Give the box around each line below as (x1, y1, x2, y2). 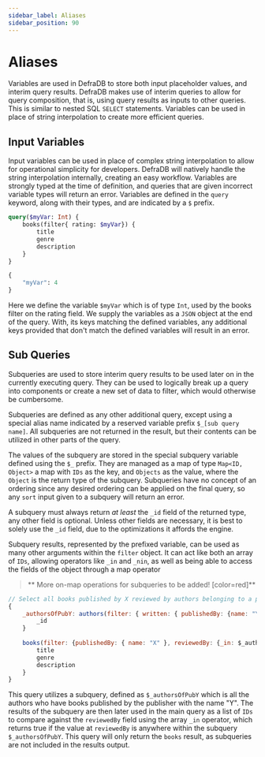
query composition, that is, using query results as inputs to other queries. (8, 95, 246, 105)
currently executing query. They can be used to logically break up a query (8, 378, 248, 387)
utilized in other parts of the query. (8, 434, 121, 444)
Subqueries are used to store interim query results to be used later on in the (8, 369, 255, 378)
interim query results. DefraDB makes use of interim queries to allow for (8, 88, 241, 97)
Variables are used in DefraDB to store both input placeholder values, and (8, 79, 248, 88)
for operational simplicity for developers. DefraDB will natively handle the (8, 165, 246, 174)
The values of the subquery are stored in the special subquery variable (8, 450, 239, 460)
